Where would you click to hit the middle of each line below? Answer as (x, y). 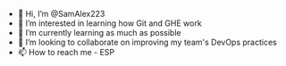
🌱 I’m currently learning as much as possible (99, 33)
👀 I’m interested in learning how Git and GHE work (110, 23)
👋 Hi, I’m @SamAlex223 (61, 14)
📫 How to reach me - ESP (66, 52)
